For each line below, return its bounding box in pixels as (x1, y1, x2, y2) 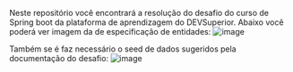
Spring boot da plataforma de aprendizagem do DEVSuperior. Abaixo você (9, 17, 284, 28)
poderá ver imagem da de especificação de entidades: (9, 27, 211, 36)
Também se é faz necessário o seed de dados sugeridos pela (9, 44, 237, 54)
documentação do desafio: (9, 53, 109, 63)
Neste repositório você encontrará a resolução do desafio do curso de (9, 8, 270, 18)
